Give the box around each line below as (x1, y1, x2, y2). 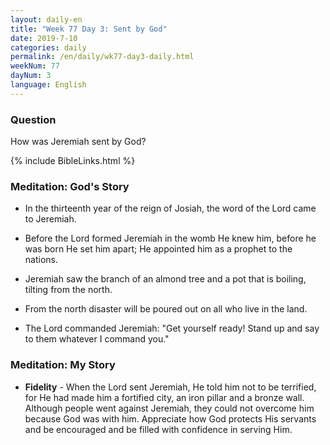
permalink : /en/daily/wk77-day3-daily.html (10, 52, 195, 62)
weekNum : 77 (10, 61, 60, 71)
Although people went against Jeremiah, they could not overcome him (24, 402, 315, 414)
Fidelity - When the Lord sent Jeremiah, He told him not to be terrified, (24, 381, 317, 393)
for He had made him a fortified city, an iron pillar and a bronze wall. (24, 391, 305, 403)
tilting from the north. (24, 284, 113, 296)
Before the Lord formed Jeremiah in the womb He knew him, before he (24, 232, 317, 245)
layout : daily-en (10, 14, 83, 25)
